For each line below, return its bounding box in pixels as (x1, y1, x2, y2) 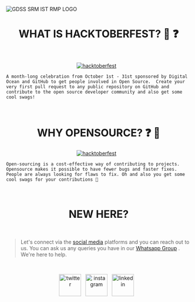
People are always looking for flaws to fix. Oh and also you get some (6, 171, 185, 177)
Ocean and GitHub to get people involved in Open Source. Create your (6, 78, 185, 85)
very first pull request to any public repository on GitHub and (6, 84, 169, 89)
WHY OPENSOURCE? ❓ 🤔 (37, 127, 160, 140)
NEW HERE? (68, 208, 129, 221)
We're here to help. (20, 251, 67, 258)
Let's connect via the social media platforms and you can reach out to (20, 238, 190, 245)
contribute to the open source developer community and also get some (6, 89, 183, 95)
